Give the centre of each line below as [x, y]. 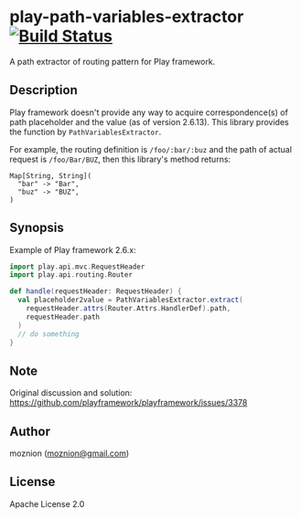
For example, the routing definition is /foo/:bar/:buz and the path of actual [151, 149]
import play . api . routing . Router [71, 275]
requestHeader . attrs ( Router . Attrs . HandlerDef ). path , [129, 309]
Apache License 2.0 [47, 503]
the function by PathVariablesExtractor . [86, 132]
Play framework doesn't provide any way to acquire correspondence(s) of [149, 112]
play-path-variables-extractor [127, 17]
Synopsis [37, 228]
